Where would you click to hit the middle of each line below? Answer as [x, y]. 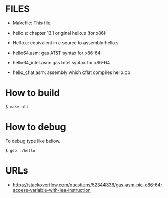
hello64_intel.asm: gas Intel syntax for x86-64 [61, 62]
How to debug [36, 127]
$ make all [17, 107]
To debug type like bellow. [33, 141]
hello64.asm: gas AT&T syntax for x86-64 [57, 53]
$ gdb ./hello [20, 150]
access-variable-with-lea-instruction [51, 190]
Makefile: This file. [32, 23]
